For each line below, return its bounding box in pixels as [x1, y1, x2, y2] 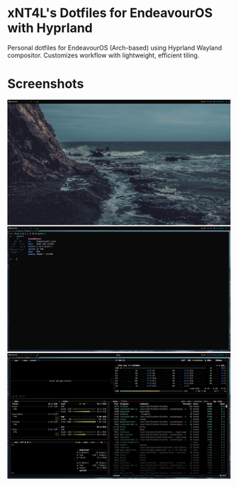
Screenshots [7, 76, 84, 92]
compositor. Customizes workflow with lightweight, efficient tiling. [7, 51, 200, 60]
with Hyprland [7, 20, 93, 36]
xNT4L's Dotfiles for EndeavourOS [7, 5, 213, 21]
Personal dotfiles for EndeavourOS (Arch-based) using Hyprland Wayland [7, 43, 222, 52]
